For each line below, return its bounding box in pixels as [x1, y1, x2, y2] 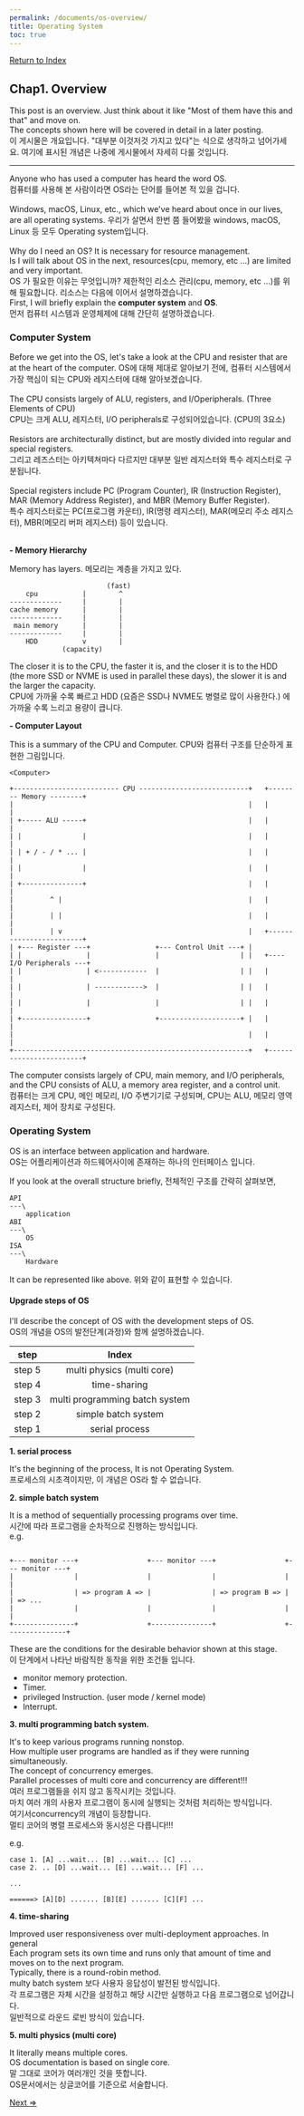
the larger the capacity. [9, 681, 97, 691]
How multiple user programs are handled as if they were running [9, 1745, 250, 1756]
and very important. [9, 265, 83, 276]
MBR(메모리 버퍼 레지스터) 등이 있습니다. [24, 517, 168, 528]
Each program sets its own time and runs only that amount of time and [9, 1947, 271, 1958]
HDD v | [25, 637, 124, 646]
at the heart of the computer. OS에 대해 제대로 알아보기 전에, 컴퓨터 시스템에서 [9, 362, 291, 373]
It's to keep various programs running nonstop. [9, 1736, 185, 1747]
